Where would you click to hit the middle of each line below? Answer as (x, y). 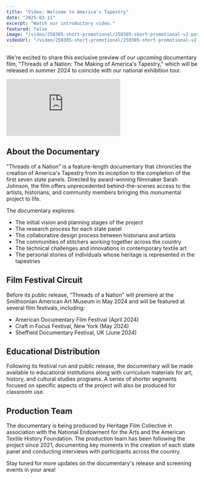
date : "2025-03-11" (31, 18)
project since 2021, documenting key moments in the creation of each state (101, 445)
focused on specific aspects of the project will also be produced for (91, 385)
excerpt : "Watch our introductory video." (61, 23)
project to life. (24, 199)
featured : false (27, 29)
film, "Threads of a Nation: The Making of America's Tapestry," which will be (102, 64)
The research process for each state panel (68, 229)
